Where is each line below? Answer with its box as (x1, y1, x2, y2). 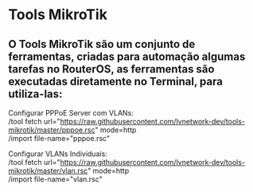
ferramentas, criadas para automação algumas (8, 49, 246, 63)
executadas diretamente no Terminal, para (8, 74, 223, 88)
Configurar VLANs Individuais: (8, 149, 107, 159)
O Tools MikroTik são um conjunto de (8, 37, 196, 51)
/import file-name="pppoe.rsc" (8, 134, 110, 143)
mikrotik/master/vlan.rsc (8, 166, 88, 175)
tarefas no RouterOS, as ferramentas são (8, 62, 215, 76)
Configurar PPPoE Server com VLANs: (8, 108, 134, 117)
